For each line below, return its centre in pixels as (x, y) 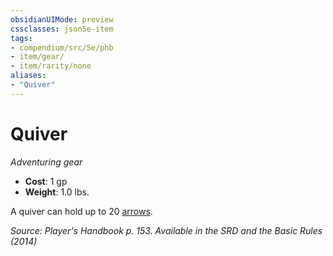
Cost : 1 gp (46, 181)
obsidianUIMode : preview (62, 19)
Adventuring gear (46, 162)
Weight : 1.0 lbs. (57, 192)
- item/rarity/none (51, 66)
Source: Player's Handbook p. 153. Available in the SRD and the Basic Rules (166, 230)
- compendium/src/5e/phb (62, 47)
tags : (21, 38)
